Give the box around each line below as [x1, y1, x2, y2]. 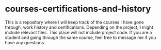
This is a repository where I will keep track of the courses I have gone [5, 19, 144, 25]
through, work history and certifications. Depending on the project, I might [5, 24, 154, 30]
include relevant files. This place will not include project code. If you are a [5, 29, 152, 35]
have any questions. [5, 39, 45, 45]
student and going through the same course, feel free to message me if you [5, 35, 156, 40]
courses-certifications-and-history [5, 3, 151, 14]
